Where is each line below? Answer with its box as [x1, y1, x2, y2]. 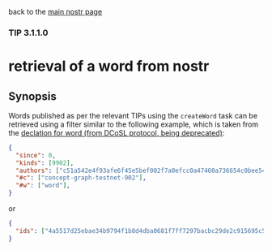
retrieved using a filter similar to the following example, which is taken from [8, 119, 259, 129]
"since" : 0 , [15, 151, 57, 159]
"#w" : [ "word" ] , [15, 182, 70, 190]
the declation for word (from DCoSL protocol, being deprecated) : [8, 127, 225, 137]
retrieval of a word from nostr [8, 57, 210, 75]
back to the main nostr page [8, 7, 103, 16]
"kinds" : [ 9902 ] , [15, 158, 74, 167]
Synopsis [8, 89, 57, 103]
